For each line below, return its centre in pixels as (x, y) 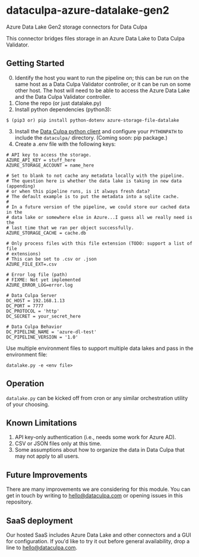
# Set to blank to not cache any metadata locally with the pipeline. (95, 176)
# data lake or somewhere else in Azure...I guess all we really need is (99, 217)
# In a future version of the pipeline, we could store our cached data (98, 207)
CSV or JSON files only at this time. (58, 443)
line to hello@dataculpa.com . (42, 547)
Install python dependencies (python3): (63, 109)
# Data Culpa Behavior (34, 327)
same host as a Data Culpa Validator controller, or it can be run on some (103, 84)
